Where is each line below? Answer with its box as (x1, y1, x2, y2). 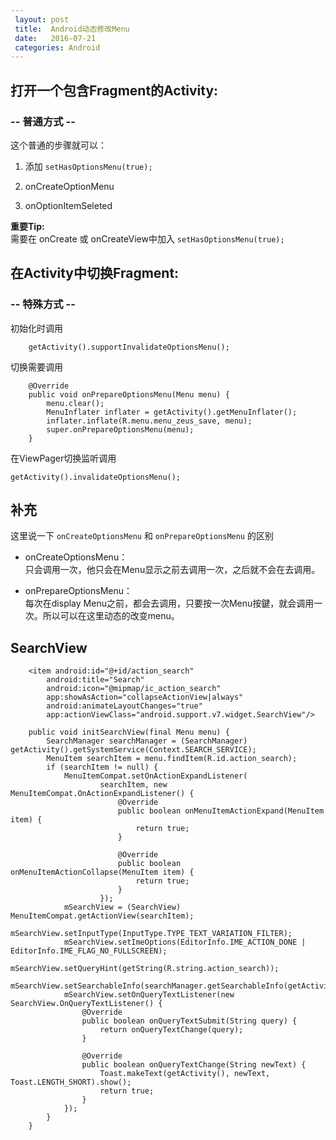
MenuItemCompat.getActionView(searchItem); (10, 911, 195, 921)
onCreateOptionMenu (24, 180, 115, 192)
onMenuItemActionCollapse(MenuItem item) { (10, 867, 195, 878)
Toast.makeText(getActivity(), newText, (99, 1069, 271, 1079)
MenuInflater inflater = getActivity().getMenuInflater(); (46, 407, 298, 417)
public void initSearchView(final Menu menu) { (28, 727, 230, 738)
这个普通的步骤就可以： (10, 139, 107, 151)
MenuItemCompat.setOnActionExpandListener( (63, 771, 248, 781)
